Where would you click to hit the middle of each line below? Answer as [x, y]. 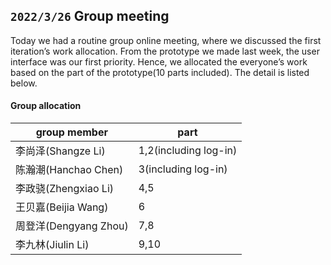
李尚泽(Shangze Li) [60, 151]
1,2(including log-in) [188, 151]
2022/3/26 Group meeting [90, 16]
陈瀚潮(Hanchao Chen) [69, 170]
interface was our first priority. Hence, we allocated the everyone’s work [159, 61]
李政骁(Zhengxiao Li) [65, 189]
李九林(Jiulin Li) [52, 245]
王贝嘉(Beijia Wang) [62, 207]
